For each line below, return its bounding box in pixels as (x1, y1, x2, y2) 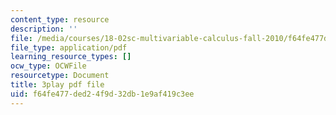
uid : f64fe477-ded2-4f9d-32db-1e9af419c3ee (10, 89, 195, 99)
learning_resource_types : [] (10, 52, 132, 62)
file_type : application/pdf (10, 42, 128, 53)
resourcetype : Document (10, 71, 110, 81)
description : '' (10, 24, 78, 34)
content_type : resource (10, 14, 110, 25)
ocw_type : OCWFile (10, 61, 87, 71)
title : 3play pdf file (10, 80, 105, 90)
